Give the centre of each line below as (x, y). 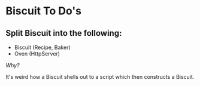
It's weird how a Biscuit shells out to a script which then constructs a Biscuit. (100, 77)
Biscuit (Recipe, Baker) (43, 47)
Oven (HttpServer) (37, 54)
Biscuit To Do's (44, 11)
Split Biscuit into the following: (64, 33)
